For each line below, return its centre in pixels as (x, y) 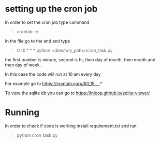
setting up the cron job (51, 9)
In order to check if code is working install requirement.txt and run (71, 126)
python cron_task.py (37, 135)
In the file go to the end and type (37, 41)
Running (22, 113)
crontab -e (28, 31)
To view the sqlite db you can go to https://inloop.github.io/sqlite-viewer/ (77, 93)
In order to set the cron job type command (47, 22)
